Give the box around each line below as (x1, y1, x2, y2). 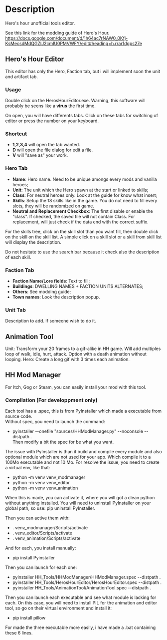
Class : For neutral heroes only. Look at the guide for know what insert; (12, 192, 158, 198)
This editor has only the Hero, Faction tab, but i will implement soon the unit (5, 68, 161, 74)
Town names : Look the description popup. (12, 294, 100, 300)
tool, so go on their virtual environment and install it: (5, 605, 112, 611)
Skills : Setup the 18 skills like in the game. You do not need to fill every (12, 197, 158, 203)
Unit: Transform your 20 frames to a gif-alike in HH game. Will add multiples (5, 346, 161, 352)
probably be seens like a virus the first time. (5, 103, 96, 109)
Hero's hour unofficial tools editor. (5, 20, 75, 26)
